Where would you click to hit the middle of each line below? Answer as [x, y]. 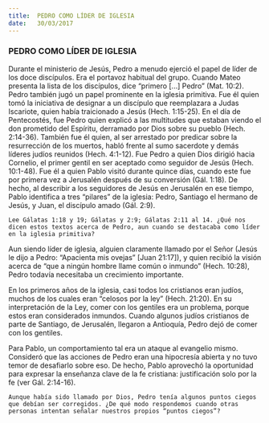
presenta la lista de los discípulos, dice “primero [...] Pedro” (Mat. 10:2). [126, 86]
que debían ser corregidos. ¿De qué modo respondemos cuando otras [124, 404]
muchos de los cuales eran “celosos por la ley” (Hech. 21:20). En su [120, 299]
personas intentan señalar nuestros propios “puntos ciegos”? [114, 411]
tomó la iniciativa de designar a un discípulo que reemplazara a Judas [124, 103]
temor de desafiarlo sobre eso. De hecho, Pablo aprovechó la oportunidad [131, 365]
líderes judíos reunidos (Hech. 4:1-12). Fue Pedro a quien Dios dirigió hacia [132, 154]
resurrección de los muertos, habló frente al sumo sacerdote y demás [124, 145]
